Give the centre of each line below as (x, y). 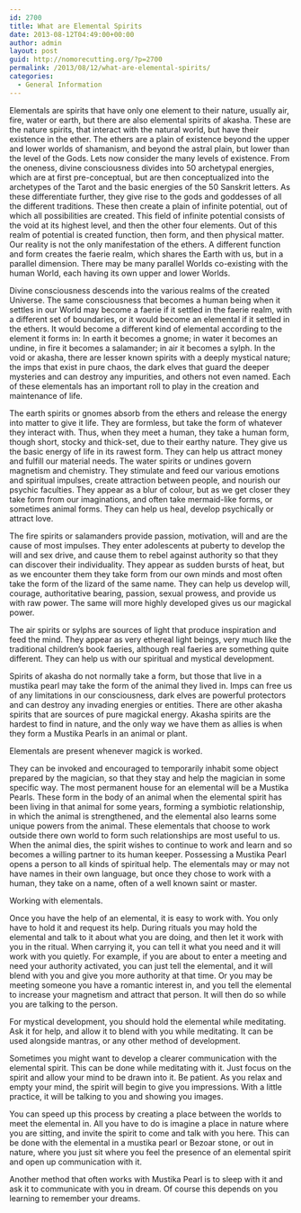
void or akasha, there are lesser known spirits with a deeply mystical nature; (150, 358)
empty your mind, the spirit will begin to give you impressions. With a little (146, 1087)
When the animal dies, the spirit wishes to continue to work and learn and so (151, 845)
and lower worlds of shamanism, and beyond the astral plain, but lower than (150, 149)
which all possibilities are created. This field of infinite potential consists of (147, 215)
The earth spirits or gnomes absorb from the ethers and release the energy (148, 413)
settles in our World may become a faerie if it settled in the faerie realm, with (151, 309)
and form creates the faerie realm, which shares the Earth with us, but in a (146, 254)
